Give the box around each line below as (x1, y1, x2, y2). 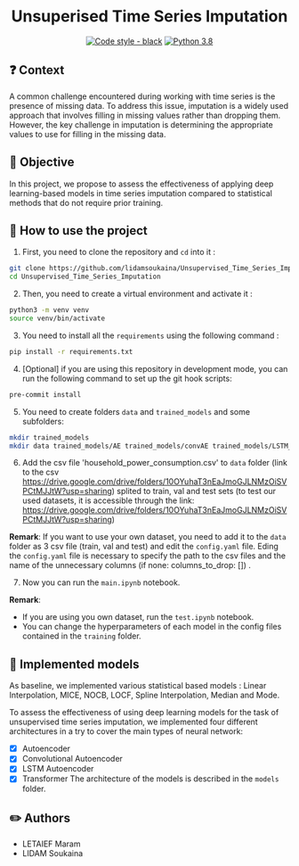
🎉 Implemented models (9, 656, 140, 672)
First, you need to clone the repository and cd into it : (21, 247, 216, 258)
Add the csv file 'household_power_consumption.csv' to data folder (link (21, 458, 287, 468)
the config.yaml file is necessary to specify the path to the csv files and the (9, 550, 287, 561)
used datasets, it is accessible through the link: (21, 495, 195, 506)
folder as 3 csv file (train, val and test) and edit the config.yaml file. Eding (9, 541, 279, 552)
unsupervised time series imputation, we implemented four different (9, 716, 258, 728)
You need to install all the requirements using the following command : (21, 330, 279, 341)
